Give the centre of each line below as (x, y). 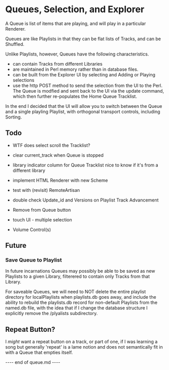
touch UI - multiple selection (42, 219)
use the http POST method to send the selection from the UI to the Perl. (88, 86)
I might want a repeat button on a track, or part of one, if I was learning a (81, 341)
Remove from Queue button (42, 210)
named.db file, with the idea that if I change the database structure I (76, 308)
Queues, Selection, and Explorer (75, 9)
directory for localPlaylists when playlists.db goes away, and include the (81, 297)
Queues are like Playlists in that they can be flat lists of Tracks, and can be (83, 39)
